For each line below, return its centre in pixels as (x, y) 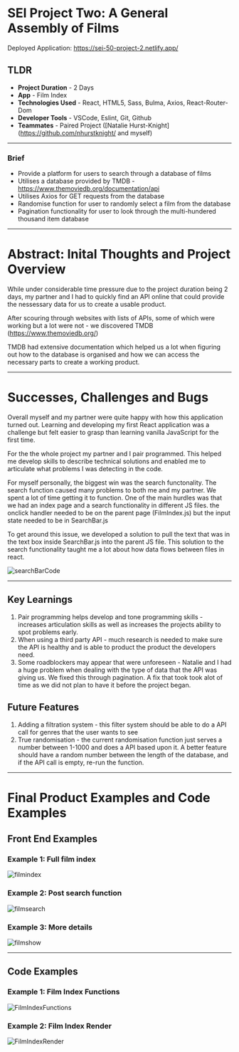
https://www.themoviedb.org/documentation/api (89, 189)
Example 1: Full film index (52, 859)
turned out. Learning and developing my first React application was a (108, 424)
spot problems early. (48, 632)
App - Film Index (42, 95)
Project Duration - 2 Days (56, 88)
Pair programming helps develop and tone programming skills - (110, 616)
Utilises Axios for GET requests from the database (91, 196)
